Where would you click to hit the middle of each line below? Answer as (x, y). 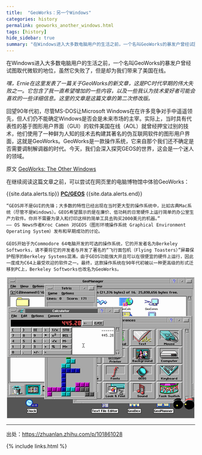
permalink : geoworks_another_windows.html (60, 25)
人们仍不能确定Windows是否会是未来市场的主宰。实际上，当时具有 (104, 118)
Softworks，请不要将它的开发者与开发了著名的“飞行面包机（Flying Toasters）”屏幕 (98, 250)
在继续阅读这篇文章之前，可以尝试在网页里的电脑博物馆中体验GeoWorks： (98, 182)
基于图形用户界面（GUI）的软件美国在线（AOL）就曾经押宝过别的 (103, 126)
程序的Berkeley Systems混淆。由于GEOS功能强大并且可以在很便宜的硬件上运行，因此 (102, 257)
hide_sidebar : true (31, 38)
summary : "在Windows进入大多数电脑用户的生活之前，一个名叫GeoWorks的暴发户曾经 (98, 44)
